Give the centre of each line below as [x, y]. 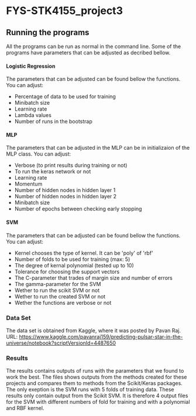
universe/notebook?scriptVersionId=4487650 [61, 343]
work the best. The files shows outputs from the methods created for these [97, 377]
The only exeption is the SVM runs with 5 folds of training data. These [90, 390]
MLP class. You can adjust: [39, 154]
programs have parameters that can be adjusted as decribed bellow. [88, 53]
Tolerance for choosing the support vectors [67, 271]
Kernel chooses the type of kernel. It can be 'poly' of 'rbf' [84, 253]
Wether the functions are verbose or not [63, 302]
